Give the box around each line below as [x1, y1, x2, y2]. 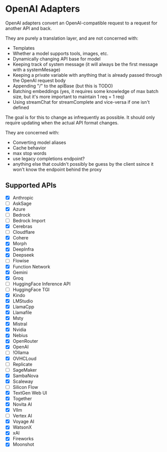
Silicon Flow [12, 384, 38, 390]
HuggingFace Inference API [12, 281, 71, 287]
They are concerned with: [5, 129, 60, 135]
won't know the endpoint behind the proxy [12, 166, 102, 172]
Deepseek [12, 252, 35, 258]
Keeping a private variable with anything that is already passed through [12, 72, 162, 78]
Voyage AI [12, 418, 35, 425]
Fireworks [12, 436, 34, 442]
